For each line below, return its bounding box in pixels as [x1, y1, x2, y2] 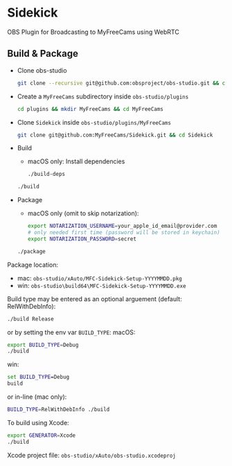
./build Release [7, 315, 54, 323]
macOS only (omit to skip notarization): [27, 209, 139, 217]
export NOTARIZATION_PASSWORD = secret [27, 235, 137, 242]
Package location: [7, 260, 59, 269]
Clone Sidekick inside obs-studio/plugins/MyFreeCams [17, 118, 172, 126]
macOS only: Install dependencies [27, 157, 125, 165]
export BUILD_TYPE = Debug [7, 341, 79, 348]
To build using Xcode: [7, 418, 69, 427]
